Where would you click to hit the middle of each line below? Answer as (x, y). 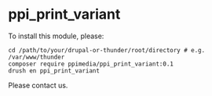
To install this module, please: (56, 36)
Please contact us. (38, 85)
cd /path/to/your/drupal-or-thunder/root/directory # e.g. (107, 50)
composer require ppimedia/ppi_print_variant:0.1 (91, 64)
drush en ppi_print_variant (54, 71)
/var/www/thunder (37, 57)
